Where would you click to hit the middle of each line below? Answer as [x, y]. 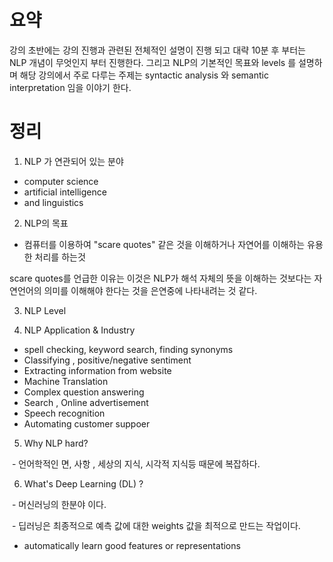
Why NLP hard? [56, 443]
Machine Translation [66, 381]
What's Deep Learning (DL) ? [83, 483]
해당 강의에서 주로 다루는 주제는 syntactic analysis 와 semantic [144, 75]
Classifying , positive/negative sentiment [107, 360]
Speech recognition [64, 413]
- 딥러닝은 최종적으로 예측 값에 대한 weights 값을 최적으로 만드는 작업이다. [156, 525]
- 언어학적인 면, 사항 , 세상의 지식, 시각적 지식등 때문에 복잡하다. [136, 463]
